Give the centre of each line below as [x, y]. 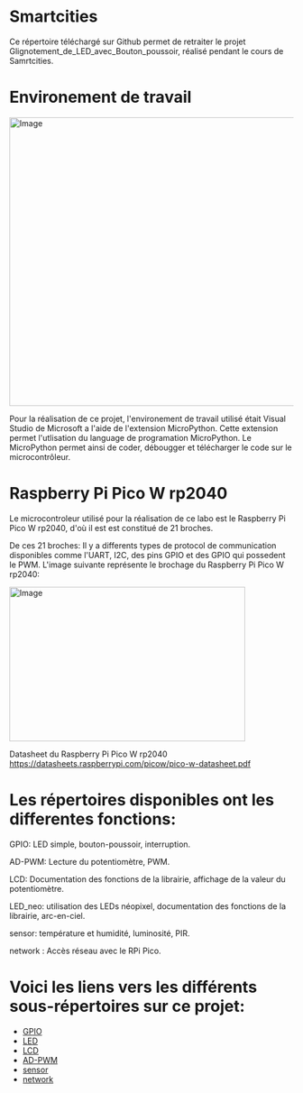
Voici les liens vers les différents [133, 987]
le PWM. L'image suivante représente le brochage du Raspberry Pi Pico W [147, 565]
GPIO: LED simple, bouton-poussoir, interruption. [100, 844]
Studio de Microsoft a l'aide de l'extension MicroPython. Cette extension [144, 428]
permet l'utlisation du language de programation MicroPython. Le [131, 437]
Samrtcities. [32, 60]
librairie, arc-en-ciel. [47, 915]
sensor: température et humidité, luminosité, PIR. [100, 933]
